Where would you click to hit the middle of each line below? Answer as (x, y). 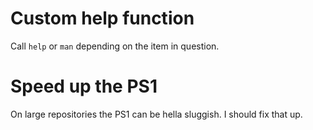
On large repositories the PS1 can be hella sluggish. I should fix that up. (156, 114)
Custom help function (102, 18)
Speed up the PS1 (84, 86)
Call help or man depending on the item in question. (115, 46)
